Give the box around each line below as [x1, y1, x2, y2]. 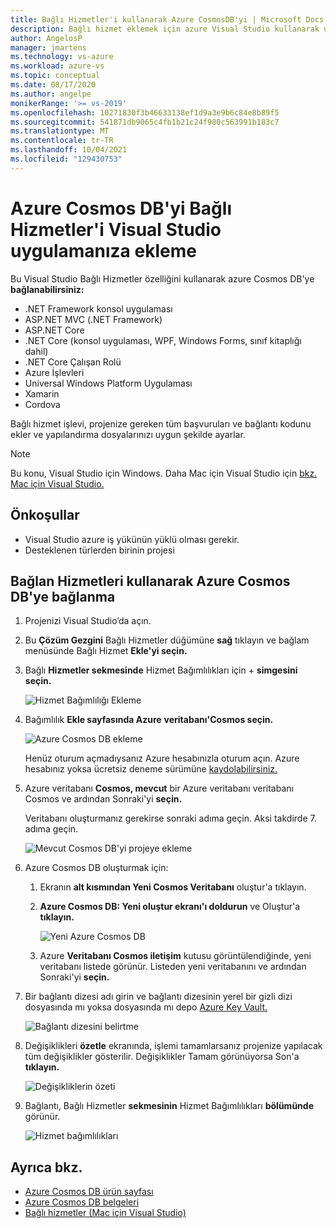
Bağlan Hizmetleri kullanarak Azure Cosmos [10, 572, 291, 590]
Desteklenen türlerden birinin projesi [24, 544, 175, 556]
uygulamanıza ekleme [10, 239, 197, 262]
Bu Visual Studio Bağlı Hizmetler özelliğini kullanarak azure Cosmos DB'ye [10, 272, 315, 285]
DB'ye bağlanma [10, 588, 116, 605]
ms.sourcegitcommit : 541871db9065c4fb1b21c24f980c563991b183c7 [10, 117, 280, 127]
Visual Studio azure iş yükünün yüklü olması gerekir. [24, 533, 240, 545]
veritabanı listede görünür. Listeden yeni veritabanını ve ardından [39, 961, 307, 973]
